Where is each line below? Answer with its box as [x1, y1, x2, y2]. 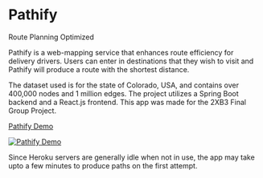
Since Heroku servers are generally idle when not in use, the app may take [8, 152, 255, 162]
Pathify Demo [8, 121, 54, 131]
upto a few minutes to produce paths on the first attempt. [8, 160, 198, 170]
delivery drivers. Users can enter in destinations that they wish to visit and [8, 56, 254, 66]
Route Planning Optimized [8, 32, 95, 42]
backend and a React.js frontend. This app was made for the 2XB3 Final [8, 97, 247, 107]
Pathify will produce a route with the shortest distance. [8, 64, 190, 74]
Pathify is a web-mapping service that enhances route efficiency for [8, 47, 234, 57]
